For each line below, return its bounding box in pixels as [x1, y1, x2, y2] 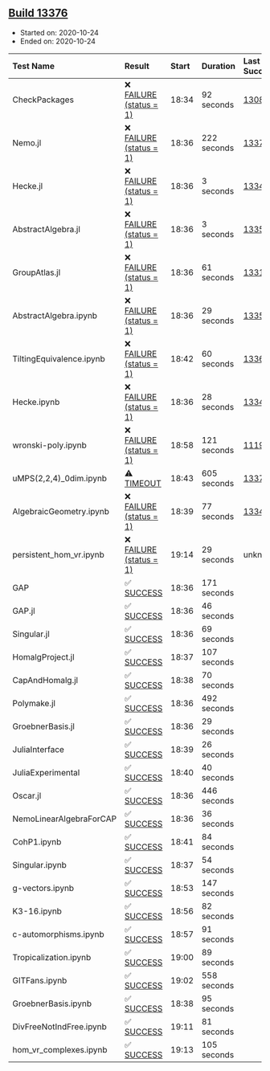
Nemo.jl [12, 137, 42, 148]
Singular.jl [12, 628, 50, 640]
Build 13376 [8, 6, 68, 20]
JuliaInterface [12, 743, 64, 754]
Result [124, 60, 150, 72]
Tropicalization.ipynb [12, 951, 92, 963]
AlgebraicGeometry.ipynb [12, 505, 110, 517]
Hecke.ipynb [12, 396, 60, 407]
